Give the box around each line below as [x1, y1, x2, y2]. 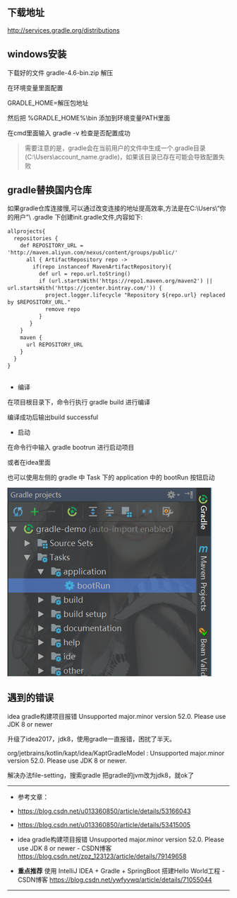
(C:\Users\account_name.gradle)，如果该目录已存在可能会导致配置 [24, 152, 219, 161]
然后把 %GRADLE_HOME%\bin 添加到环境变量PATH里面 [7, 113, 171, 122]
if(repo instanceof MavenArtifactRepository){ [32, 263, 172, 271]
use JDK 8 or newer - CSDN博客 [17, 843, 112, 852]
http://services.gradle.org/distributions [7, 25, 120, 34]
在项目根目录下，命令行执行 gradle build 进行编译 [7, 397, 150, 406]
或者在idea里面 [7, 457, 51, 466]
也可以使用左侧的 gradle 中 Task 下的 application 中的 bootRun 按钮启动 [7, 473, 215, 482]
